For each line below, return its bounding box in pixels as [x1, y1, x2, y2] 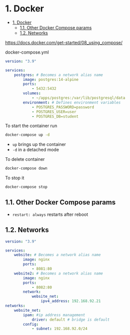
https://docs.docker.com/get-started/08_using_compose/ [5, 39, 123, 45]
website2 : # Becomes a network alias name [14, 271, 103, 276]
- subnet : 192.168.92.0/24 [31, 326, 88, 332]
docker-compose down [5, 166, 48, 171]
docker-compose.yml [5, 49, 49, 55]
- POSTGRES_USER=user [31, 109, 77, 114]
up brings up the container [12, 141, 66, 147]
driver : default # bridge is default [31, 317, 110, 322]
